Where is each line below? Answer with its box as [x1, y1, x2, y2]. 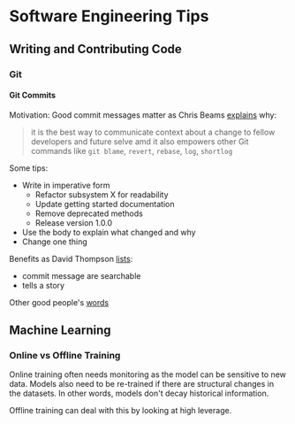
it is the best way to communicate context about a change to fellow [30, 127, 276, 137]
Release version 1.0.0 [34, 217, 113, 227]
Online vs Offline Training [9, 350, 121, 362]
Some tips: [9, 162, 49, 173]
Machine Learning [9, 323, 112, 338]
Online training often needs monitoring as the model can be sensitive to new [9, 369, 287, 380]
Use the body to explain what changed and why [21, 227, 196, 237]
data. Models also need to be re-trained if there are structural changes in [9, 379, 275, 389]
